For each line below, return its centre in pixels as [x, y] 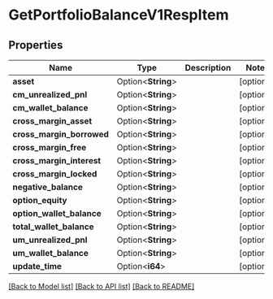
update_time [37, 266]
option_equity [40, 200]
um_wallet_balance [51, 253]
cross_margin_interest [57, 160]
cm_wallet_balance [50, 108]
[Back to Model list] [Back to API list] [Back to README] [102, 286]
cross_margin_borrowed [61, 134]
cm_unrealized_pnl [50, 95]
